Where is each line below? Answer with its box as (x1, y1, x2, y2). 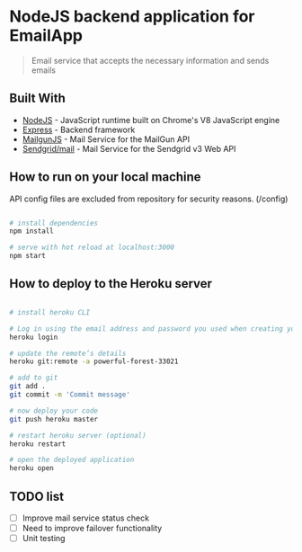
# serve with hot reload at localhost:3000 (9, 243, 175, 253)
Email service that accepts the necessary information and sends (31, 55, 270, 66)
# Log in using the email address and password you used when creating (9, 324, 283, 334)
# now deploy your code (9, 406, 99, 415)
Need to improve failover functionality (22, 523, 163, 533)
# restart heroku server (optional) (9, 431, 147, 440)
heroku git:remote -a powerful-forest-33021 (9, 357, 179, 366)
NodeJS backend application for (9, 6, 255, 27)
